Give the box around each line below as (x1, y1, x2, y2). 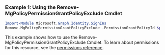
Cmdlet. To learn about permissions (86, 39, 159, 45)
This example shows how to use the (5, 35, 78, 40)
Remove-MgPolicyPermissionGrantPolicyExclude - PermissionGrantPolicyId (5, 26, 155, 31)
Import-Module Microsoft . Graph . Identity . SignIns (5, 21, 107, 26)
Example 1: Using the (5, 4, 56, 11)
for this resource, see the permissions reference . (5, 45, 104, 51)
